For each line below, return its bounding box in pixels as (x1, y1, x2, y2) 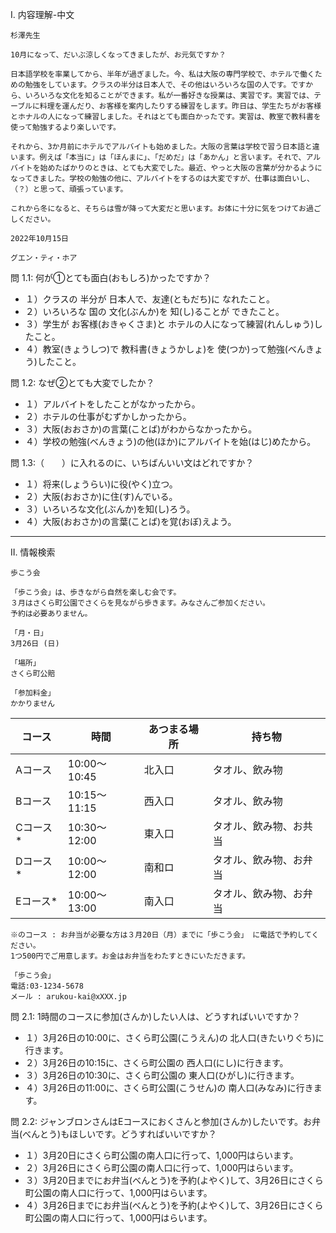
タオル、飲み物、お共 (212, 819, 313, 833)
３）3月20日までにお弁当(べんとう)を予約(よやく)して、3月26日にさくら (24, 1174, 324, 1186)
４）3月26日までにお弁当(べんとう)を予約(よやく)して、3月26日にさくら (24, 1199, 324, 1211)
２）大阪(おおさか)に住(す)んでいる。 (24, 491, 178, 502)
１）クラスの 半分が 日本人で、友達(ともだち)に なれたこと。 (24, 293, 275, 305)
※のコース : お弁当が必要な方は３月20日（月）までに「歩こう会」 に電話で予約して (10, 930, 312, 940)
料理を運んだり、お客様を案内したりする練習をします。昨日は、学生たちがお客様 (39, 101, 322, 111)
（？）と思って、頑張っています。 (10, 184, 128, 194)
